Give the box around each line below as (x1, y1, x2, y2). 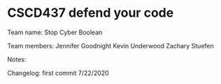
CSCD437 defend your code (7, 5, 174, 21)
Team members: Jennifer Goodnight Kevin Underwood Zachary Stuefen (7, 41, 215, 50)
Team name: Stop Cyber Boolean (7, 28, 103, 36)
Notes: (7, 55, 27, 64)
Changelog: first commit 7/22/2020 (7, 69, 110, 77)
